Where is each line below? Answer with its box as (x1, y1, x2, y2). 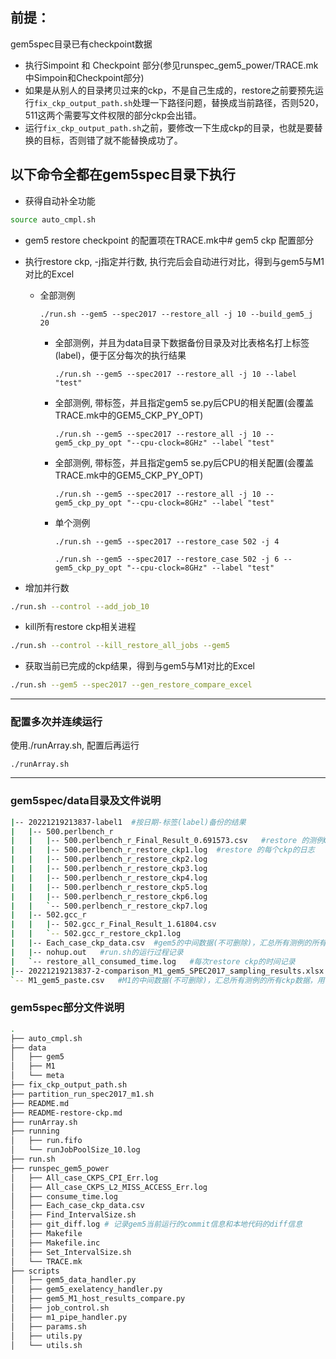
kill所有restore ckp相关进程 (24, 621, 137, 633)
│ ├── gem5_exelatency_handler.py (10, 1284, 163, 1295)
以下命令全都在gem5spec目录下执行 (10, 166, 236, 183)
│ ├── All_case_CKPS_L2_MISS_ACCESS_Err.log (10, 1182, 208, 1192)
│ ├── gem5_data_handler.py (10, 1275, 137, 1285)
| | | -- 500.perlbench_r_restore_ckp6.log (10, 891, 208, 902)
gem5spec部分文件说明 (10, 1001, 125, 1015)
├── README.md (10, 1098, 70, 1108)
